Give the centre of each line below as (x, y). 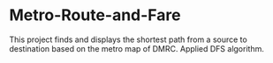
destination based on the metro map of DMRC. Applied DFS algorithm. (137, 48)
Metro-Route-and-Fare (95, 15)
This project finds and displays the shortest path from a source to (128, 39)
